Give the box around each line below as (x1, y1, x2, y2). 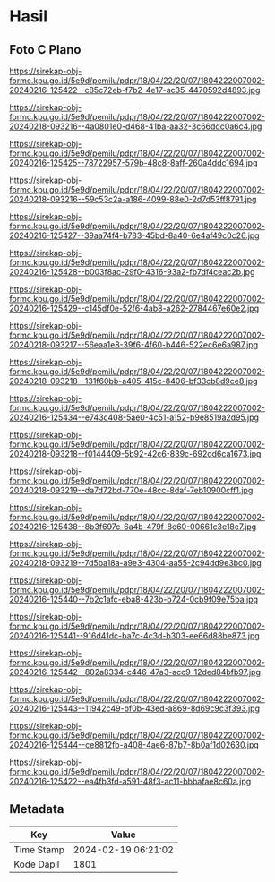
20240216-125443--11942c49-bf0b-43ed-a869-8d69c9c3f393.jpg (9, 703, 261, 714)
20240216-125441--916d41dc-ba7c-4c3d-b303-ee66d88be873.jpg (9, 630, 260, 641)
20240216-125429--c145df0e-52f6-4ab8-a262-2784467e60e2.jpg (9, 303, 260, 313)
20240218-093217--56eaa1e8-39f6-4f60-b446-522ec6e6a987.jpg (9, 339, 258, 350)
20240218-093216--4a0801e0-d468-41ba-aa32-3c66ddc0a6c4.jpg (9, 121, 262, 132)
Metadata (9, 801, 64, 817)
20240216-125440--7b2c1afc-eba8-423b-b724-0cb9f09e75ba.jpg (9, 594, 258, 604)
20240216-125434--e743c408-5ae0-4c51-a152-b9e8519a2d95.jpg (9, 412, 260, 423)
